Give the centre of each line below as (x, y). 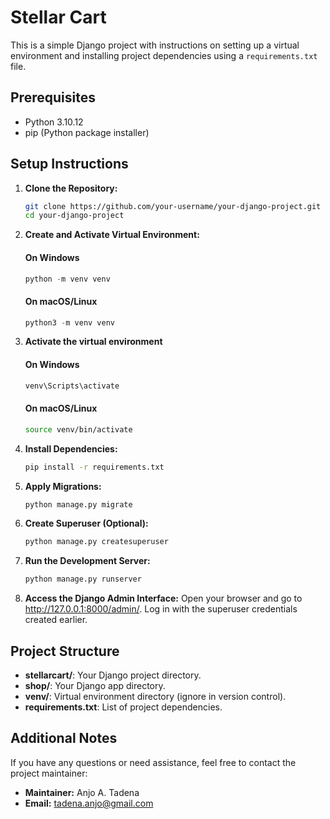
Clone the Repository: (71, 188)
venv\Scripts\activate (72, 386)
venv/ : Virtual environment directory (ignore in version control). (155, 696)
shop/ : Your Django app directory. (95, 685)
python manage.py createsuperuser (96, 542)
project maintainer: (49, 773)
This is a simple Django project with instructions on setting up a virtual (155, 45)
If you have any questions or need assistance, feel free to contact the (153, 762)
